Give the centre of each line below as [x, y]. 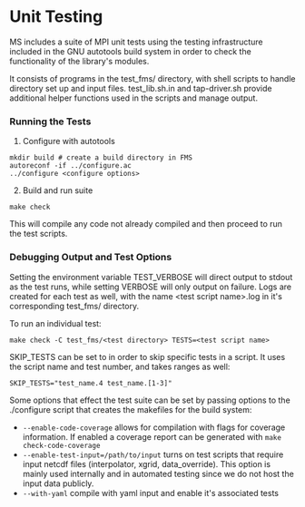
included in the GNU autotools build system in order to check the [130, 51]
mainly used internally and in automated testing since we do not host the [158, 473]
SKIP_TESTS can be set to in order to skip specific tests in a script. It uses [148, 356]
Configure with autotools [69, 141]
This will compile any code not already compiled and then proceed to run [146, 224]
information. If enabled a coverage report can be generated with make [152, 436]
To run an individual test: [55, 323]
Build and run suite [58, 190]
